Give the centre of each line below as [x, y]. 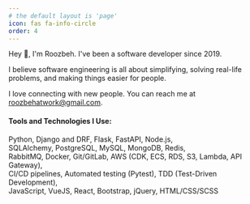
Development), [33, 182]
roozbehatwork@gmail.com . [56, 103]
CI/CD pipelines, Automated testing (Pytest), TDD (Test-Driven [113, 173]
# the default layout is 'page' [63, 16]
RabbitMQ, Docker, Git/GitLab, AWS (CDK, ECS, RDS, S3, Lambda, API [125, 156]
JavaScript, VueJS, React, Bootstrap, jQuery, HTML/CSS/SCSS [114, 190]
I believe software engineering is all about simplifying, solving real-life [125, 70]
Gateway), [26, 165]
